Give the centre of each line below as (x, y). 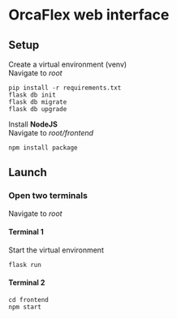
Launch (28, 172)
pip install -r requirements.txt (65, 88)
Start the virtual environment (56, 250)
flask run (25, 265)
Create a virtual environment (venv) (68, 64)
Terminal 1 (26, 232)
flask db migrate (38, 102)
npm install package (43, 148)
